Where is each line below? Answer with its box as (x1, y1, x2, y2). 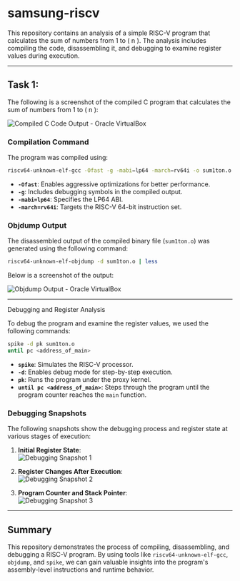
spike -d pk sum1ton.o (7, 340, 75, 348)
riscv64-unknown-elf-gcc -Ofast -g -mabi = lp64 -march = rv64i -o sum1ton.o (7, 167, 232, 174)
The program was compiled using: (7, 153, 109, 162)
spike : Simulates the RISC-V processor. (17, 360, 134, 368)
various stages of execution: (7, 432, 91, 440)
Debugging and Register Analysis (7, 305, 106, 314)
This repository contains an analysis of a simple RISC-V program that (7, 29, 211, 37)
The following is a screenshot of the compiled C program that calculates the (7, 98, 231, 106)
